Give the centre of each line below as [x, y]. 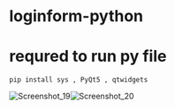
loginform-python [76, 16]
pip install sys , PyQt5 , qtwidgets [79, 80]
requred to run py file [88, 57]
